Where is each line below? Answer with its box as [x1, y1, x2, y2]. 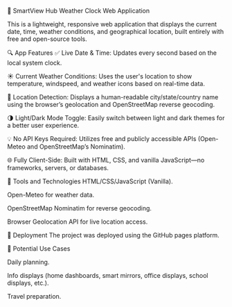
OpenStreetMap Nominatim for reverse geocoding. [7, 204, 152, 212]
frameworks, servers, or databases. [7, 164, 109, 172]
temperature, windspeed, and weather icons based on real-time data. [7, 80, 206, 88]
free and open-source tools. [7, 35, 88, 43]
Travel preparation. [7, 292, 62, 300]
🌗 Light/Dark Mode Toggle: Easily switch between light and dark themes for [7, 114, 225, 122]
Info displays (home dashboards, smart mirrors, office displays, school [7, 272, 208, 279]
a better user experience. [7, 122, 80, 129]
